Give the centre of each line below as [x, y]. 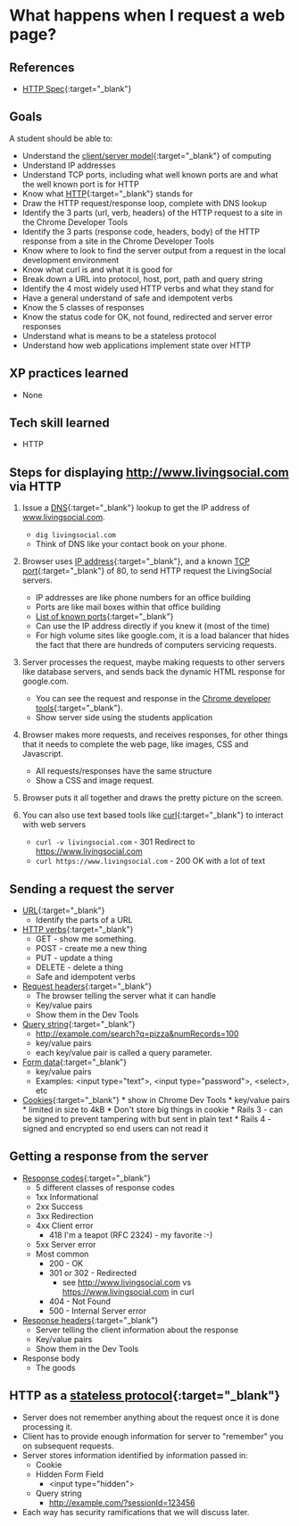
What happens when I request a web [147, 16]
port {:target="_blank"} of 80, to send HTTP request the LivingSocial [147, 571]
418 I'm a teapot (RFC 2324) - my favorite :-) [131, 1235]
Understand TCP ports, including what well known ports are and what [150, 174]
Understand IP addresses [69, 165]
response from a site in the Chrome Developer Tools [118, 241]
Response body [51, 1358]
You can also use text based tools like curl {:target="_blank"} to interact [153, 815]
